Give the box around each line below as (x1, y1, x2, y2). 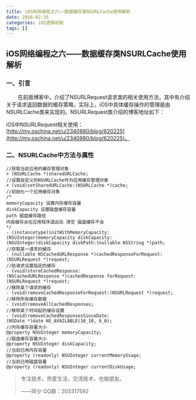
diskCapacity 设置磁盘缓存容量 (6, 207, 76, 213)
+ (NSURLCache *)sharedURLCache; (6, 171, 89, 177)
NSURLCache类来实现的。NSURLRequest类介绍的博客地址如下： (6, 108, 165, 116)
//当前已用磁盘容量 (6, 359, 47, 365)
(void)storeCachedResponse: (11, 268, 81, 274)
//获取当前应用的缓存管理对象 (6, 166, 69, 172)
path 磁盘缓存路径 (6, 213, 46, 219)
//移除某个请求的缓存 (6, 285, 52, 291)
